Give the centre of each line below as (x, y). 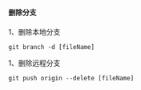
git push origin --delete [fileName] (71, 78)
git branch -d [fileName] (51, 47)
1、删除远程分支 (34, 63)
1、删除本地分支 (34, 31)
